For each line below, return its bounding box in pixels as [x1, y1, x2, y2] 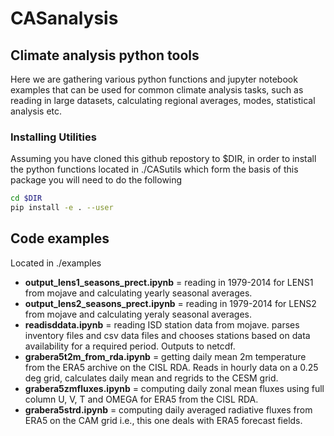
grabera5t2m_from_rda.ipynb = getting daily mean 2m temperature [24, 350, 307, 362]
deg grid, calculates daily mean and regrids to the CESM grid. [24, 372, 279, 384]
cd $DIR [10, 193, 43, 204]
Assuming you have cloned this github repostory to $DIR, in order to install [10, 153, 317, 165]
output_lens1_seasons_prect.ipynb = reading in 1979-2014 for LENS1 [24, 276, 314, 288]
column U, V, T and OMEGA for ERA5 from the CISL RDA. [24, 393, 259, 405]
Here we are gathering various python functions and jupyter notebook [10, 73, 298, 85]
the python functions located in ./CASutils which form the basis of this [10, 163, 299, 176]
